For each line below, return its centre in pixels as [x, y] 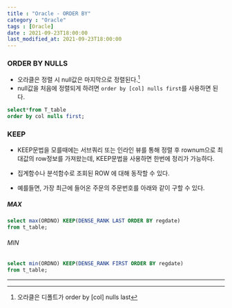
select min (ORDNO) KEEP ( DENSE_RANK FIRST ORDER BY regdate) [96, 264]
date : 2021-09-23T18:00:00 [48, 33]
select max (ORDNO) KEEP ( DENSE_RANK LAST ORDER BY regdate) [94, 221]
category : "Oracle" [37, 20]
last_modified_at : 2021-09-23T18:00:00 [65, 39]
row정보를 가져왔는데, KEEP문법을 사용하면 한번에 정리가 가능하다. [125, 159]
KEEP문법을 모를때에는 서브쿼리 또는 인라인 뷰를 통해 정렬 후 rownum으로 [116, 150]
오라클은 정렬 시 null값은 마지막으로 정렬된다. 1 [78, 79]
